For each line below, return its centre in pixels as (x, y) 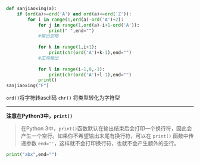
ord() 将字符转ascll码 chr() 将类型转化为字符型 (63, 98)
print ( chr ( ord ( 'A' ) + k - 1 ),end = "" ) (90, 53)
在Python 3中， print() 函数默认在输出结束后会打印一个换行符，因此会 (106, 129)
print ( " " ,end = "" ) (71, 31)
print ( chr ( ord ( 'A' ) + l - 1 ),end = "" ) (90, 75)
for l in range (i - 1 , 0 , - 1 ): (71, 69)
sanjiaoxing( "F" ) (28, 86)
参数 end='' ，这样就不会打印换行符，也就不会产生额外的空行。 (103, 143)
